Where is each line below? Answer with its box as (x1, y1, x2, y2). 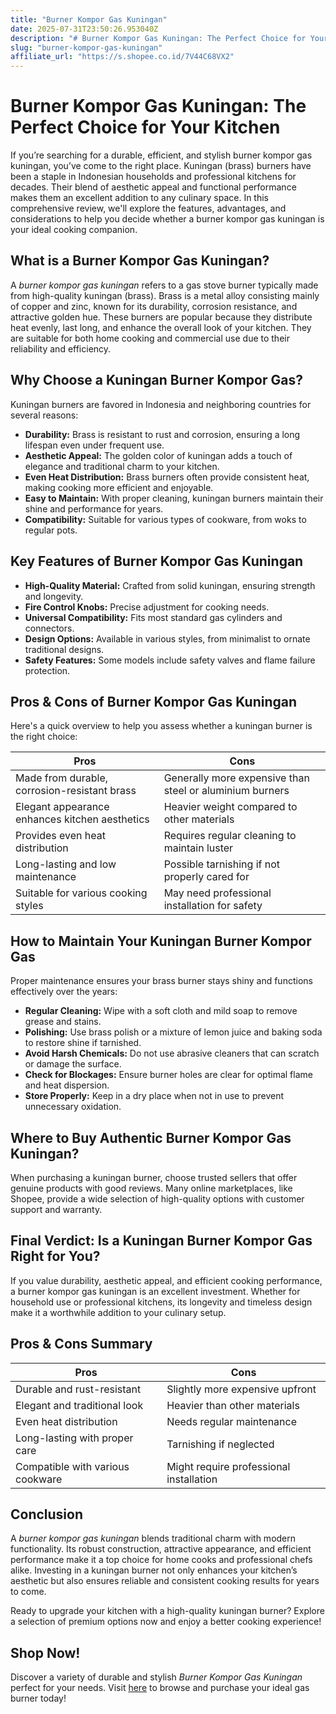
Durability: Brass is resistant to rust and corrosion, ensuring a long (24, 428, 301, 440)
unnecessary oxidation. (24, 1101, 122, 1113)
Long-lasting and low (15, 857, 117, 871)
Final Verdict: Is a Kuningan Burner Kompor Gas (10, 1232, 313, 1250)
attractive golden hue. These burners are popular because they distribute (10, 311, 313, 323)
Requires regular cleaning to (163, 829, 297, 843)
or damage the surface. (24, 1058, 122, 1070)
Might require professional (166, 1459, 291, 1473)
